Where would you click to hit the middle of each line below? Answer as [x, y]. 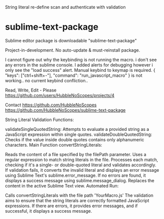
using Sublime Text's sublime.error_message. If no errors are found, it [75, 175]
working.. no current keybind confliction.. [47, 80]
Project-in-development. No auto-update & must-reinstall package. [73, 50]
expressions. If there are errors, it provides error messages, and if [71, 206]
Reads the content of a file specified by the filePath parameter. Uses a [76, 154]
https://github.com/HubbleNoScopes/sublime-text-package [65, 110]
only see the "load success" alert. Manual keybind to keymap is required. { [80, 70]
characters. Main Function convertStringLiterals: [54, 145]
